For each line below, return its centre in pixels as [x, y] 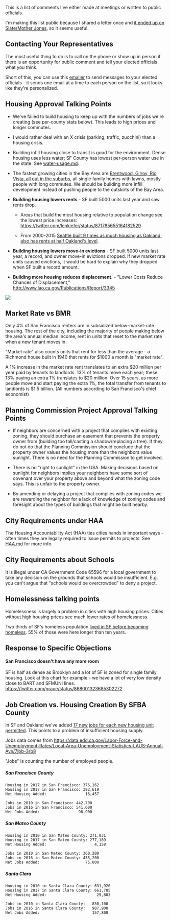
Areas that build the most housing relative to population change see [91, 214]
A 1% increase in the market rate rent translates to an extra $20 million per [83, 367]
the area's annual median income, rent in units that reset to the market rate [84, 336]
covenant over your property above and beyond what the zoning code [86, 478]
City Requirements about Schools [60, 560]
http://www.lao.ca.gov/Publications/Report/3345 [64, 287]
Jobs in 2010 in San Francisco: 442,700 [49, 803]
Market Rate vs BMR [38, 313]
